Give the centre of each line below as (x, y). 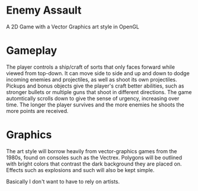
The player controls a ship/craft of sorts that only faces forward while (91, 67)
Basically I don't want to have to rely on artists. (63, 182)
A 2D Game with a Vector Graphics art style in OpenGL (73, 27)
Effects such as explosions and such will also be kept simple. (80, 170)
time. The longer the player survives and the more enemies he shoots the (95, 105)
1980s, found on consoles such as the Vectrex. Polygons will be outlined (94, 157)
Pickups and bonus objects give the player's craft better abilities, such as (95, 86)
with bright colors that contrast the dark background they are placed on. (94, 164)
